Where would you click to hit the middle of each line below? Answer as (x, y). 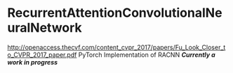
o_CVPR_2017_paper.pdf (42, 55)
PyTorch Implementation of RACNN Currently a (147, 55)
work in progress (33, 62)
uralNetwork (45, 28)
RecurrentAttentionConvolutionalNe (115, 13)
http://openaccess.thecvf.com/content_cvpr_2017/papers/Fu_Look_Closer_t (116, 47)
